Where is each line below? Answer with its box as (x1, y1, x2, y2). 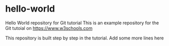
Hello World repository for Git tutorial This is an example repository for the (5, 20, 159, 26)
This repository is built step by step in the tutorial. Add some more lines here (5, 35, 164, 41)
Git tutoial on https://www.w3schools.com (5, 25, 93, 31)
